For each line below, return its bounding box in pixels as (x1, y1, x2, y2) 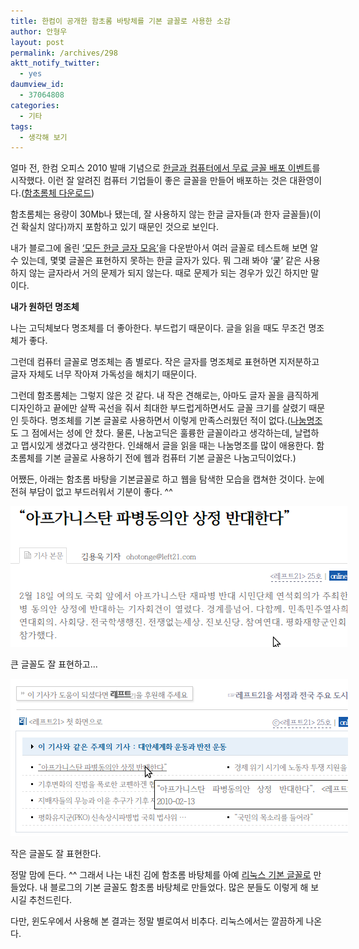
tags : (10, 121, 33, 132)
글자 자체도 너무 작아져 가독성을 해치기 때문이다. (10, 368, 198, 380)
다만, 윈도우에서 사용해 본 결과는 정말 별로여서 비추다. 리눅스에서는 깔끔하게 (10, 915, 304, 927)
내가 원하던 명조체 (10, 301, 80, 313)
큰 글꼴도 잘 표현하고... (10, 658, 98, 670)
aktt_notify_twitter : (10, 58, 101, 69)
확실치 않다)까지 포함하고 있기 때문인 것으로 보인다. (20, 221, 219, 233)
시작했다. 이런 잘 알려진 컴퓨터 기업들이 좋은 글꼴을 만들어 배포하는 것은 (10, 175, 288, 187)
